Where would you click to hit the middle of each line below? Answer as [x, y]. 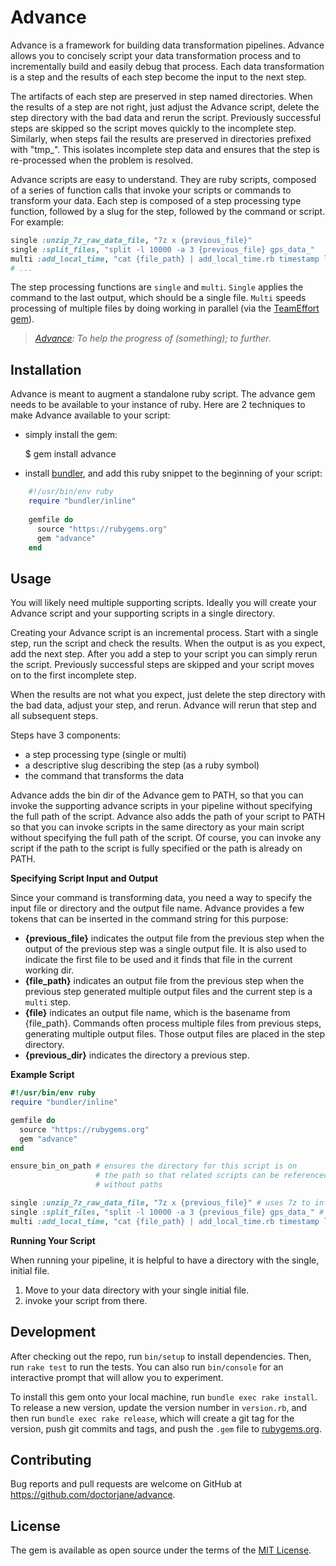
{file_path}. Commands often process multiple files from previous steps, [173, 1023]
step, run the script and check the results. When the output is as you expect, [168, 643]
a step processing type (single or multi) [105, 755]
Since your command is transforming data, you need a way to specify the [161, 898]
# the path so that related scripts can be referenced [212, 1176]
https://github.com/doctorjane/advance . [93, 1495]
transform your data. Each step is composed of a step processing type [156, 200]
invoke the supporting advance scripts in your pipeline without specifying [161, 806]
